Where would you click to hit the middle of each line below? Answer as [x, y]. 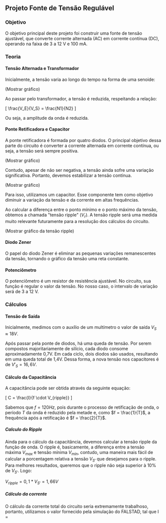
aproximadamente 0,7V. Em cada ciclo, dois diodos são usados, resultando [82, 354]
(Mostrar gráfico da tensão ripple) [40, 231]
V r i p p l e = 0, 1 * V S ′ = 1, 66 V [32, 482]
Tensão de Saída [23, 316]
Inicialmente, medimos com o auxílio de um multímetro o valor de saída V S [81, 328]
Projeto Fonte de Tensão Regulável [60, 8]
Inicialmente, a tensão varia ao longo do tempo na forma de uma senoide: [80, 79]
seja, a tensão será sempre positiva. [42, 151]
